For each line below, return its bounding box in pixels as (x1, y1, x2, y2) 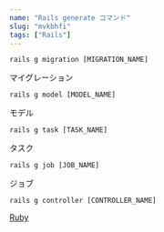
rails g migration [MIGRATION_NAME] (9, 55, 149, 65)
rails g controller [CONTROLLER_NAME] (9, 197, 157, 206)
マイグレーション (9, 72, 74, 83)
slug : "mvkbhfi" (9, 22, 71, 31)
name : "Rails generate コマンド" (9, 13, 131, 23)
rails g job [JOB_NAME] (9, 161, 100, 170)
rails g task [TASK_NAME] (9, 126, 108, 135)
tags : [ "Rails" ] (9, 30, 71, 39)
